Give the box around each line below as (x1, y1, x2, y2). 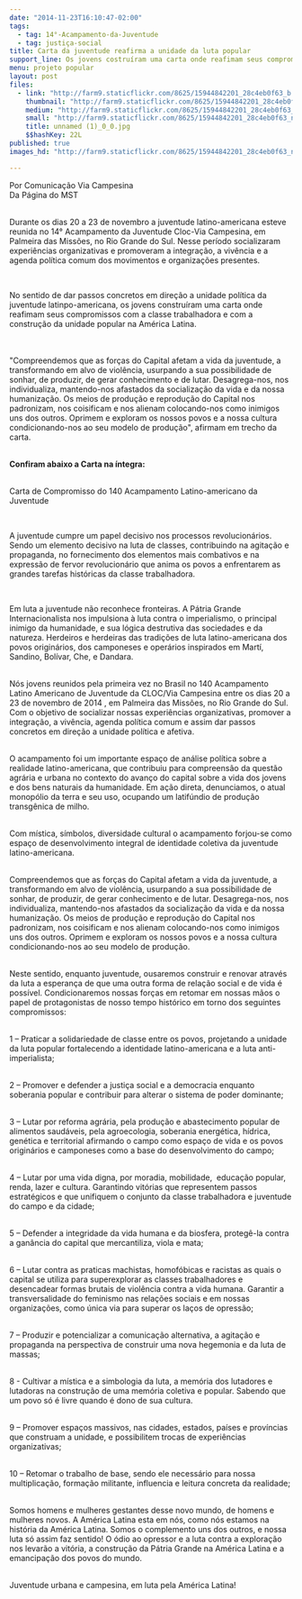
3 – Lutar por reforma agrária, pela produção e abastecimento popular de (9, 1116, 280, 1127)
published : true (9, 139, 70, 148)
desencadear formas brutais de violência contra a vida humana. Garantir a (9, 1283, 285, 1294)
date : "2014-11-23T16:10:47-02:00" (9, 13, 143, 23)
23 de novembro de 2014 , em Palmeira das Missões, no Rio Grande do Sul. (9, 697, 289, 708)
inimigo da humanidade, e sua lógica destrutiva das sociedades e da (9, 622, 263, 633)
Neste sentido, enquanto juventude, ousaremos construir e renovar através (9, 968, 288, 978)
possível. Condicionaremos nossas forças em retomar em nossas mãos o (9, 987, 280, 998)
